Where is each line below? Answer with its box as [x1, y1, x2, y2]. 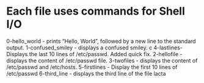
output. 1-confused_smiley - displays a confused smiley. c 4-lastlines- [6, 44, 183, 51]
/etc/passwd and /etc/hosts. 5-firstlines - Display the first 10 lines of [6, 63, 178, 71]
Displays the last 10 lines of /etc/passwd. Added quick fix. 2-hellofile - [6, 50, 183, 57]
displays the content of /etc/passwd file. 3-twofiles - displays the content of [6, 57, 198, 64]
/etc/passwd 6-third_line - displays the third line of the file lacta [6, 70, 166, 77]
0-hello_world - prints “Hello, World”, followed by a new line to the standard [6, 37, 197, 45]
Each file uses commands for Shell [6, 4, 185, 18]
